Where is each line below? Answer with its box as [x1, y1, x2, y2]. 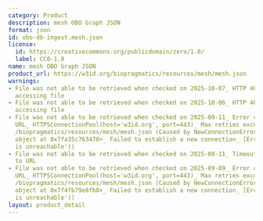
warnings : [8, 77, 41, 85]
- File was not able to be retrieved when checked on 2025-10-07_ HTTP [8, 84, 247, 92]
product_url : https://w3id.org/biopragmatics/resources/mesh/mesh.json [8, 70, 247, 78]
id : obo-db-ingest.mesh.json [8, 33, 103, 42]
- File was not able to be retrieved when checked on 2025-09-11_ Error [8, 114, 250, 121]
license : [8, 41, 37, 49]
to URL [15, 158, 37, 165]
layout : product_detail [8, 201, 86, 208]
